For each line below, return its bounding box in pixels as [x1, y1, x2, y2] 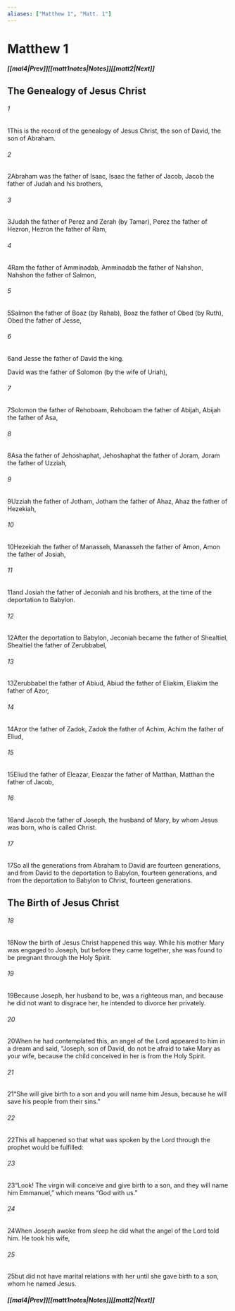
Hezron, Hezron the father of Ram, [7, 225, 108, 234]
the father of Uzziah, [7, 459, 67, 467]
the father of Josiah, [7, 550, 66, 558]
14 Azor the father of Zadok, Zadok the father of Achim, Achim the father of [7, 724, 224, 733]
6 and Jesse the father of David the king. [7, 354, 125, 363]
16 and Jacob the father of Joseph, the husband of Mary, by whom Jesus [7, 816, 218, 825]
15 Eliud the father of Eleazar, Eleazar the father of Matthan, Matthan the [7, 770, 215, 779]
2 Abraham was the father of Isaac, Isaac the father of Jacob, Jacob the [7, 172, 215, 181]
